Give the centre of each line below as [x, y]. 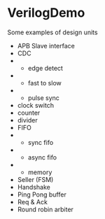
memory [40, 172]
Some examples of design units [52, 32]
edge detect [45, 68]
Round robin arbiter [45, 209]
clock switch [36, 105]
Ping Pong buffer [42, 195]
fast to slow [44, 83]
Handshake [34, 187]
